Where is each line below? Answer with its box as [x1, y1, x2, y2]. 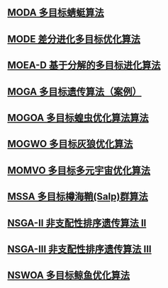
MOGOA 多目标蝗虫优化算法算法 [7, 112, 149, 124]
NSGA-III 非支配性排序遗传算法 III [7, 243, 152, 255]
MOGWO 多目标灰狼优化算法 [7, 138, 133, 150]
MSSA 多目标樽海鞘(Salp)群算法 [7, 190, 149, 203]
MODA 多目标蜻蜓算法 [7, 6, 104, 19]
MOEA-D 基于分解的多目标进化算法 [7, 59, 161, 71]
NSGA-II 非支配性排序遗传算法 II [7, 217, 147, 229]
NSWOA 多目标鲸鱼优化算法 [7, 270, 130, 282]
